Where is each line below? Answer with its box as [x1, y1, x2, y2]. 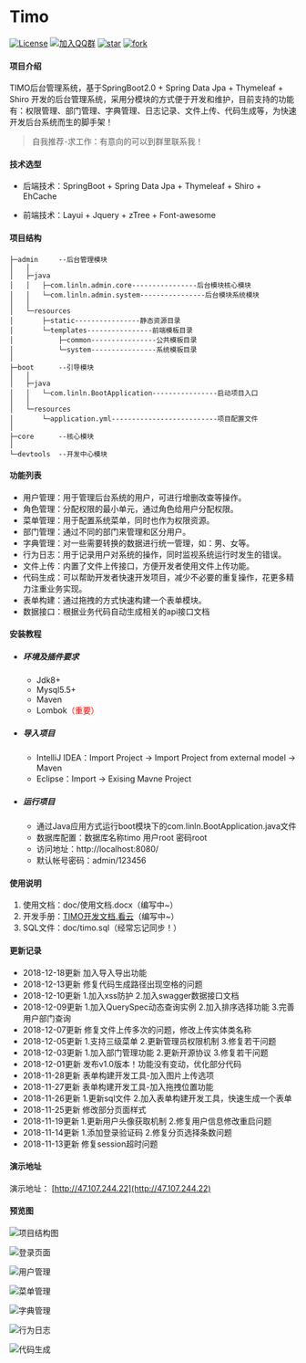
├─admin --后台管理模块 [9, 255, 107, 264]
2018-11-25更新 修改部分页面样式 [22, 1104, 148, 1115]
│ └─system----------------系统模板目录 [9, 345, 198, 354]
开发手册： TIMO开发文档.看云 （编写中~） [22, 911, 179, 922]
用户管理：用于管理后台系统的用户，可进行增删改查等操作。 [22, 491, 247, 503]
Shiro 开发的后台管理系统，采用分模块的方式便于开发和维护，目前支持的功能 [9, 94, 295, 105]
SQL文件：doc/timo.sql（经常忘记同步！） [22, 922, 182, 933]
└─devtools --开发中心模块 [9, 449, 107, 458]
